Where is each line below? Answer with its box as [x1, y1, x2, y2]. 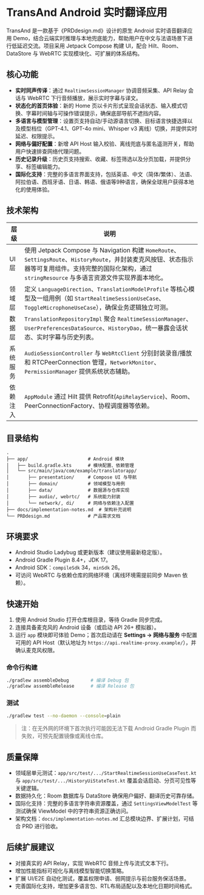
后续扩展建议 [6, 842, 55, 852]
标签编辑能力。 [25, 163, 64, 170]
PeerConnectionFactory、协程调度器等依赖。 [24, 401, 154, 410]
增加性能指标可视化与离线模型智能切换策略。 [15, 867, 127, 874]
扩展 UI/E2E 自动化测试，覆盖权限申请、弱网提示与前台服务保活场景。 [15, 874, 190, 882]
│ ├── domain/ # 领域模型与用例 [6, 481, 126, 487]
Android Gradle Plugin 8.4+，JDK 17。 [15, 556, 111, 564]
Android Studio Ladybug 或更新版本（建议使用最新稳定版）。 [15, 549, 166, 556]
